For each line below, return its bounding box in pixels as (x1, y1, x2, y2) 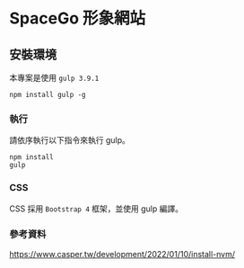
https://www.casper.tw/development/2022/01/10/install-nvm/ (9, 248, 236, 259)
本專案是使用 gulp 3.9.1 (9, 73, 100, 83)
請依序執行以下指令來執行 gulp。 (9, 135, 130, 146)
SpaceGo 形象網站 (9, 8, 146, 29)
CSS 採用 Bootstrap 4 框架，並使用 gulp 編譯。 (9, 203, 184, 214)
